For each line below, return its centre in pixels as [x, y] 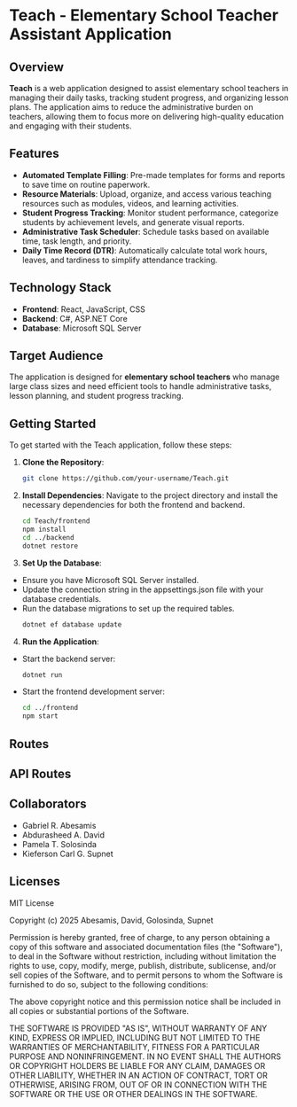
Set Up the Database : [62, 563]
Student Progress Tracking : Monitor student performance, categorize [150, 213]
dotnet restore [50, 546]
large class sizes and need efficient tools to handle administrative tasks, [141, 386]
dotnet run [42, 674]
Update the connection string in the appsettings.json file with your [143, 589]
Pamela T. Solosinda [59, 844]
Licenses [35, 881]
